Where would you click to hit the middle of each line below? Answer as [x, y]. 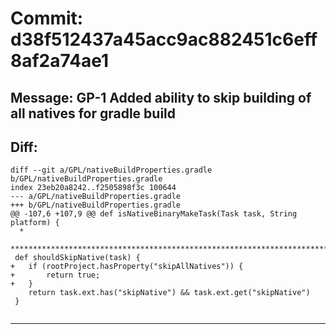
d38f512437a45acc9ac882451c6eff [164, 39]
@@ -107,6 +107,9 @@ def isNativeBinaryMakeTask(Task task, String [154, 214]
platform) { [35, 223]
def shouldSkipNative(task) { [77, 258]
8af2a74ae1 [60, 61]
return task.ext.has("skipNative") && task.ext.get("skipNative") [169, 293]
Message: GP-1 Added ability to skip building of [161, 97]
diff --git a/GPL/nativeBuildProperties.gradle [111, 170]
